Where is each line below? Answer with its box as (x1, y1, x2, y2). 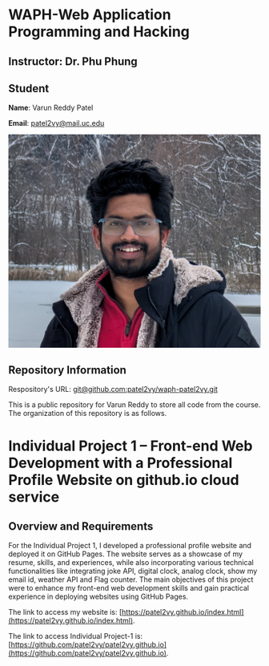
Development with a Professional (8, 454, 233, 472)
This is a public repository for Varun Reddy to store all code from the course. (8, 400, 261, 410)
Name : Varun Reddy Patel (8, 103, 94, 113)
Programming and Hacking (8, 22, 191, 41)
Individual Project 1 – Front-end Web (8, 437, 253, 454)
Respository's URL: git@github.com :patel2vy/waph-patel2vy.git (8, 385, 219, 394)
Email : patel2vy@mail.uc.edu (8, 119, 105, 128)
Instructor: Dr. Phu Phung (8, 54, 138, 68)
